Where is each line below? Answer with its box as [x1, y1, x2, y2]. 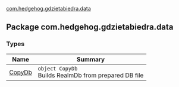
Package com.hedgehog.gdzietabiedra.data [6, 22, 174, 32]
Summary [76, 55, 105, 63]
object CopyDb [37, 65, 78, 72]
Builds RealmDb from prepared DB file [37, 71, 144, 79]
